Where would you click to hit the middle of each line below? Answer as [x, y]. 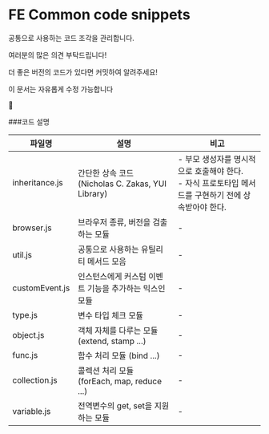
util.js [22, 254]
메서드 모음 [106, 261]
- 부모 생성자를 [205, 159]
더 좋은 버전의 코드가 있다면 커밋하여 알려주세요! [83, 72]
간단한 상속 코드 [106, 172]
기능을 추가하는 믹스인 [126, 288]
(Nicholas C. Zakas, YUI [122, 184]
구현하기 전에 [218, 195]
